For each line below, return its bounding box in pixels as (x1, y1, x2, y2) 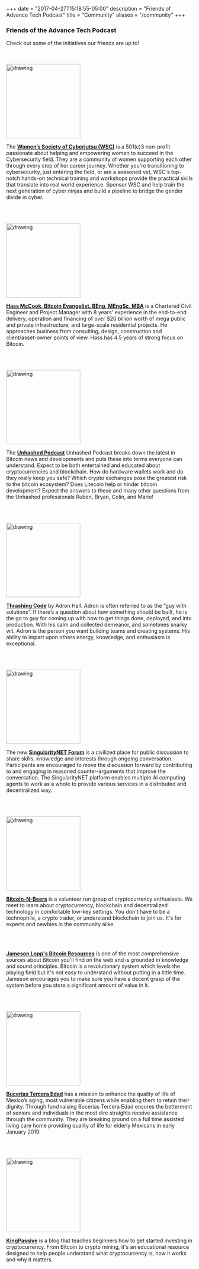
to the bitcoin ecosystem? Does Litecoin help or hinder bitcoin (6, 481, 158, 488)
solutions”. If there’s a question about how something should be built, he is (6, 608, 188, 615)
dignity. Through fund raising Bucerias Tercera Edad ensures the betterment (6, 1103, 192, 1110)
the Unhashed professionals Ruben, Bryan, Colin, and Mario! (6, 493, 154, 501)
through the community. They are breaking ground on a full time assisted (6, 1116, 184, 1123)
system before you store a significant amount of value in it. (6, 981, 150, 989)
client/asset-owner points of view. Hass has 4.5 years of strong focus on (6, 334, 184, 341)
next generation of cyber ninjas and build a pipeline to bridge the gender (6, 187, 183, 195)
